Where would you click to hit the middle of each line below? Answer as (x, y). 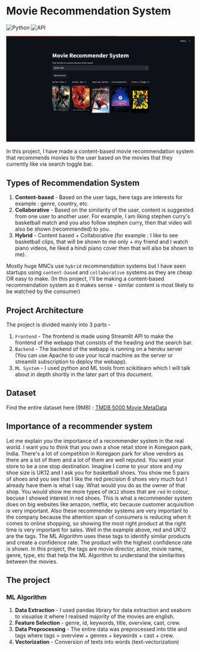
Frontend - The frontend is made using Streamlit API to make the (94, 337)
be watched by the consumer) (43, 292)
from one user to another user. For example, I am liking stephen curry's (102, 216)
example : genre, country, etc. (52, 204)
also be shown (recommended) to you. (63, 229)
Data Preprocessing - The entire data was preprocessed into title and (101, 629)
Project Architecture (45, 310)
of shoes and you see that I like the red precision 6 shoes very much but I (97, 479)
